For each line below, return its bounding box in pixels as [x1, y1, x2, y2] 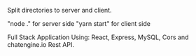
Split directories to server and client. [7, 6, 112, 14]
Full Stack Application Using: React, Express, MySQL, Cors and [7, 33, 189, 41]
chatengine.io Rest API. [7, 41, 75, 48]
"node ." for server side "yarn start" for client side [7, 20, 150, 27]
